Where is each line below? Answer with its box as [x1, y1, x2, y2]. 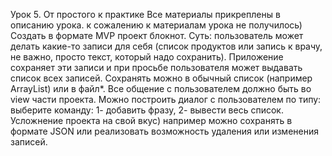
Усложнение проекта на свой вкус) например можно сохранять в [10, 115, 293, 126]
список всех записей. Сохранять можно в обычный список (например [10, 72, 313, 84]
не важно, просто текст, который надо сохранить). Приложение [10, 51, 284, 63]
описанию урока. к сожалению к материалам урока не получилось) [10, 19, 303, 31]
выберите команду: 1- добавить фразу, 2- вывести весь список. [10, 104, 284, 116]
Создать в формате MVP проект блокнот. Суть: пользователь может [10, 30, 304, 41]
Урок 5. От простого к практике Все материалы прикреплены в [10, 9, 281, 20]
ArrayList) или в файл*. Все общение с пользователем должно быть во [10, 83, 312, 94]
